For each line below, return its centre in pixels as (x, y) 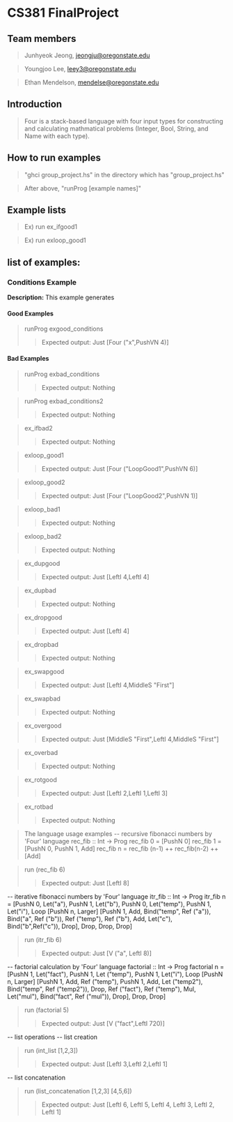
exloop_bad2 (43, 536)
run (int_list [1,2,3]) (51, 1050)
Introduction (35, 104)
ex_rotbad (39, 807)
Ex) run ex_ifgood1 (51, 227)
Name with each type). (57, 136)
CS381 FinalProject (63, 13)
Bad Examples (28, 358)
